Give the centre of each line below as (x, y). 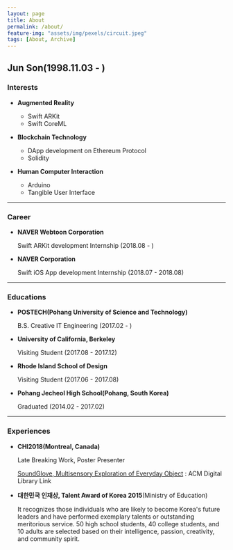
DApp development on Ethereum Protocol (87, 150)
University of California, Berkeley (66, 339)
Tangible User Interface (61, 192)
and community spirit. (48, 539)
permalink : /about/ (35, 26)
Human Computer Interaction (60, 171)
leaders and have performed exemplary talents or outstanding (106, 517)
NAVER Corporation (46, 259)
